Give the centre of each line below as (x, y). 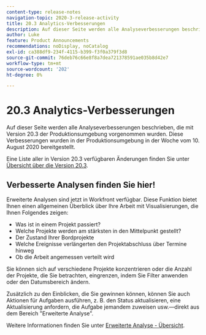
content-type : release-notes (44, 12)
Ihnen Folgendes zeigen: (37, 213)
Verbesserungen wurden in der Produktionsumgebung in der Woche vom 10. (103, 141)
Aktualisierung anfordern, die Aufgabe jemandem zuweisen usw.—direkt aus (103, 307)
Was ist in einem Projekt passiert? (58, 224)
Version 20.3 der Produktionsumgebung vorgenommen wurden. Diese (95, 134)
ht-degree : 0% (25, 75)
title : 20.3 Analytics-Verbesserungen (56, 23)
